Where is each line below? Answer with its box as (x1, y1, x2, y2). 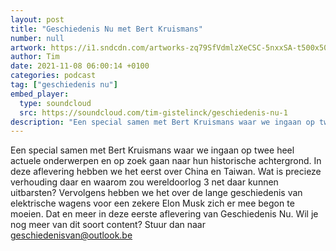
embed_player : (10, 89, 70, 99)
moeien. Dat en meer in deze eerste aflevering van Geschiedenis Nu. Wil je (10, 208, 319, 220)
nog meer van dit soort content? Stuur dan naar (10, 219, 206, 231)
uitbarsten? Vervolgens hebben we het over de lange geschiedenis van (10, 187, 303, 199)
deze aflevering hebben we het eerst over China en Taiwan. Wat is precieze (10, 166, 322, 178)
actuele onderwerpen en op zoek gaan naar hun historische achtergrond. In (10, 155, 322, 167)
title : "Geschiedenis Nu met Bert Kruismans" (10, 24, 203, 34)
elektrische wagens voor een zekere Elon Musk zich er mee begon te (10, 197, 295, 210)
